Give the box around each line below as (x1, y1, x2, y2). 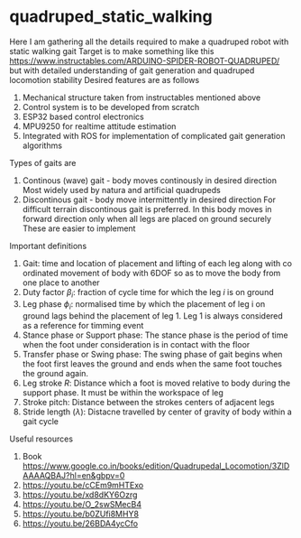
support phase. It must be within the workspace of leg (22, 386, 223, 398)
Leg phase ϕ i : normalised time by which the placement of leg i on (22, 298, 266, 311)
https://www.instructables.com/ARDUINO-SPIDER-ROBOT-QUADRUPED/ (9, 55, 280, 66)
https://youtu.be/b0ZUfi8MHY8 (22, 508, 140, 519)
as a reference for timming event (22, 320, 144, 330)
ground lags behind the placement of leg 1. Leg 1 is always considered (22, 310, 284, 321)
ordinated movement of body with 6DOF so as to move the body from (22, 267, 281, 278)
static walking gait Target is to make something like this (9, 45, 214, 56)
